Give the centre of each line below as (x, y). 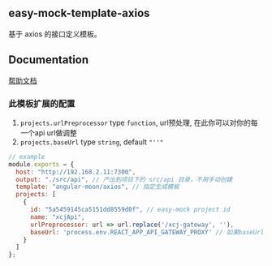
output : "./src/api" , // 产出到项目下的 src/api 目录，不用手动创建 (124, 179)
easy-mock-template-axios (79, 13)
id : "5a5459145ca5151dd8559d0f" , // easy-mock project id (130, 210)
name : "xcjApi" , (57, 217)
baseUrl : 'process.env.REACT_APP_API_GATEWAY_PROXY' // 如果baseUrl (147, 232)
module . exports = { (41, 164)
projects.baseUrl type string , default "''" (92, 142)
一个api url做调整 (48, 132)
